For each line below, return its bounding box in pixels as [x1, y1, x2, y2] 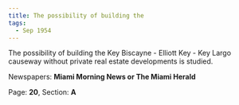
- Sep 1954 [15, 26, 52, 34]
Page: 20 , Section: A [8, 87, 76, 97]
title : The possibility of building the [8, 11, 145, 20]
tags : [8, 19, 26, 27]
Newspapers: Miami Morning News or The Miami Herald [8, 72, 197, 82]
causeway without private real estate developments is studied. [8, 56, 214, 66]
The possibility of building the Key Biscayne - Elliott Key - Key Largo [8, 49, 232, 58]
